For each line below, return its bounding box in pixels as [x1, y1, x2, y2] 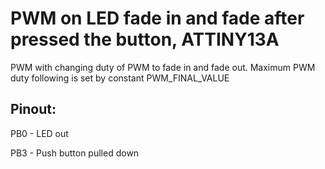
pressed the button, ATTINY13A [10, 28, 280, 51]
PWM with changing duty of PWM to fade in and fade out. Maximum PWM [10, 61, 316, 73]
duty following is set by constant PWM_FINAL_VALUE [10, 72, 230, 84]
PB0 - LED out [10, 127, 69, 139]
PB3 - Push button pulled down [10, 147, 140, 159]
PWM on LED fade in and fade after [10, 7, 305, 30]
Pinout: [10, 101, 57, 118]
